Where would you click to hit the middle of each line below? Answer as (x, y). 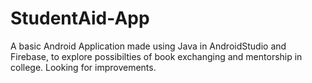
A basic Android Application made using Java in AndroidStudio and (148, 46)
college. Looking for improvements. (83, 67)
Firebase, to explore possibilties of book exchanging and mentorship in (156, 56)
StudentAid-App (80, 18)
